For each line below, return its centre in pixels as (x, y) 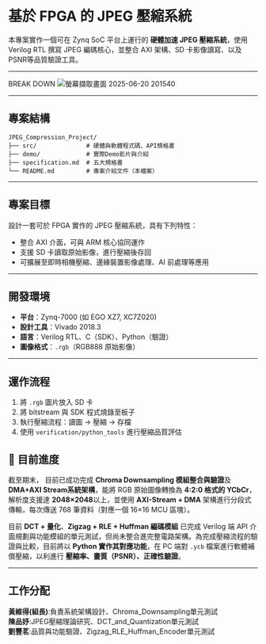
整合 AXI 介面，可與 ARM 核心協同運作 (82, 242)
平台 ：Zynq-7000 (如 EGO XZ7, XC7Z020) (88, 317)
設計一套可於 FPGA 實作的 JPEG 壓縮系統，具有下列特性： (103, 225)
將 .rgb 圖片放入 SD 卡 (56, 402)
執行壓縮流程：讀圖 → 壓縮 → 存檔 (76, 422)
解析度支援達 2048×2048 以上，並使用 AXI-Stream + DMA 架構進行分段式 (130, 499)
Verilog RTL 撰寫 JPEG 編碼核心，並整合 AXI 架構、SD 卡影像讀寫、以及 (125, 49)
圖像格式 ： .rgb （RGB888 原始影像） (80, 347)
